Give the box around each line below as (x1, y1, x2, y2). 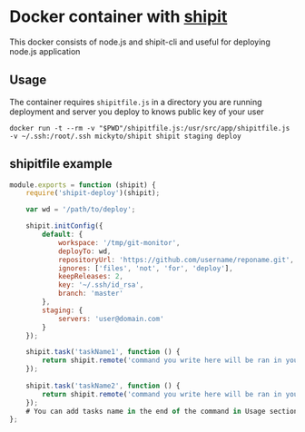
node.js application (9, 45, 81, 56)
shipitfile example (9, 156, 113, 172)
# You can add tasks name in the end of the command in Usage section (25, 407, 299, 416)
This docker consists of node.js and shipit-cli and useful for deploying (9, 36, 271, 47)
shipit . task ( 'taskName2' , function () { (25, 381, 181, 390)
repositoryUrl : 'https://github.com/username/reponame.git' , (57, 255, 295, 264)
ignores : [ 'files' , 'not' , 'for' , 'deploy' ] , (57, 263, 233, 273)
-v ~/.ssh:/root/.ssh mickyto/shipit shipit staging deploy (9, 132, 242, 141)
